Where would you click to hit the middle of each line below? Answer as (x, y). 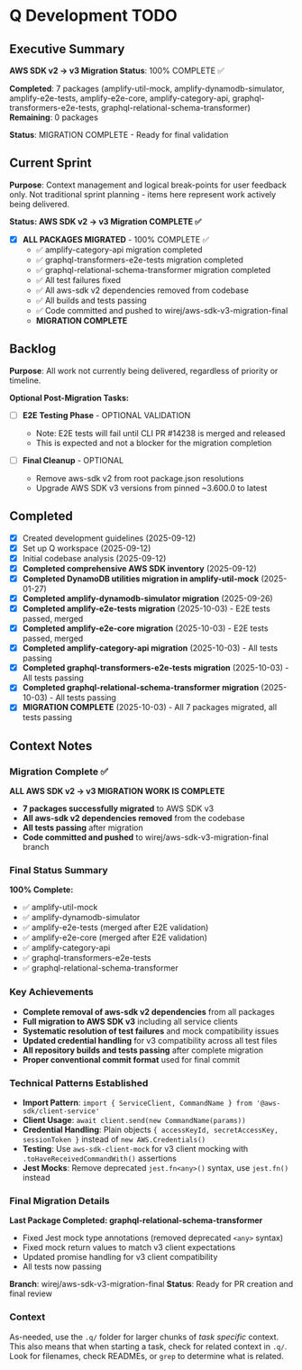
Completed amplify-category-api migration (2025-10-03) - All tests (150, 648)
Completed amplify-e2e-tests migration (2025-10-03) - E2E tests (146, 608)
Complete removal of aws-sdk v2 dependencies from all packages (148, 1011)
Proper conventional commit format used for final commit (131, 1059)
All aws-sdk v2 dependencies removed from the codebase (133, 818)
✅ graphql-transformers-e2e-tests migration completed (139, 260)
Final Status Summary (59, 870)
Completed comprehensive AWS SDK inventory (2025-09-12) (139, 568)
